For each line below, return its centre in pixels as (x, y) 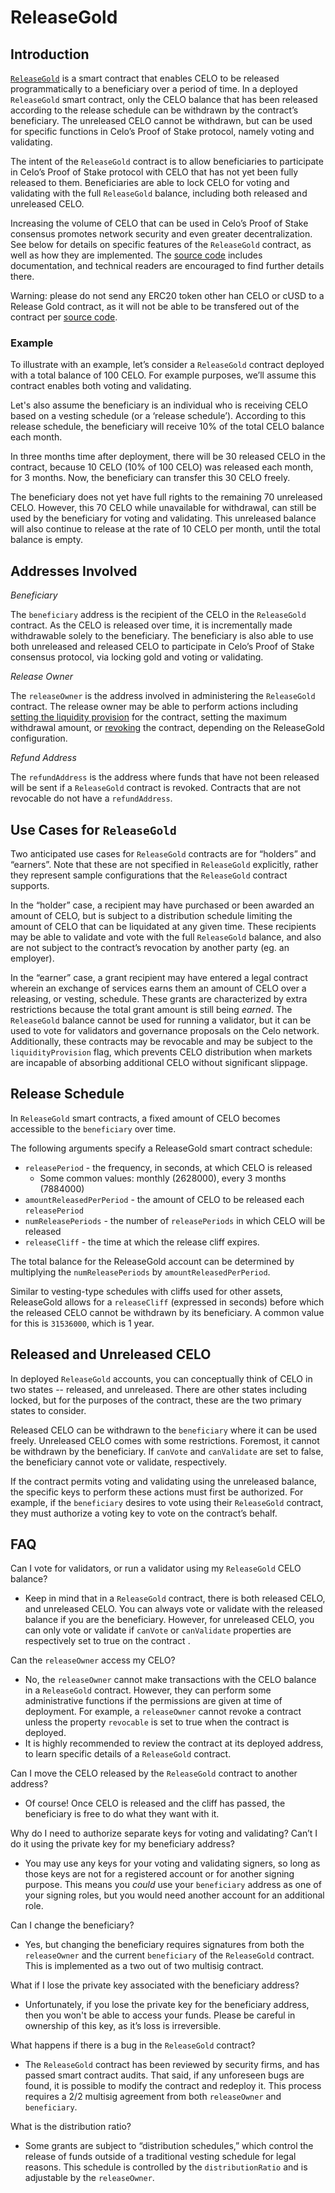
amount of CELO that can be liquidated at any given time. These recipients (163, 926)
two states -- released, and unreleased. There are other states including (159, 1389)
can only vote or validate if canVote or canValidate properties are (158, 1630)
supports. (30, 885)
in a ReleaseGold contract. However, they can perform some (148, 1690)
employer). (32, 958)
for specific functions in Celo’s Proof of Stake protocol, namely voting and (162, 131)
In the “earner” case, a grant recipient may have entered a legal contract (159, 977)
